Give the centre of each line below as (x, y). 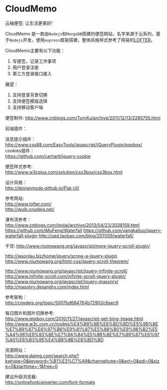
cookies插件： (20, 151)
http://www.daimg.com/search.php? (42, 356)
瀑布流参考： (18, 219)
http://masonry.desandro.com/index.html (47, 287)
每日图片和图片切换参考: (30, 313)
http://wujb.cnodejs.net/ (30, 209)
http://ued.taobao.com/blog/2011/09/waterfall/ (86, 235)
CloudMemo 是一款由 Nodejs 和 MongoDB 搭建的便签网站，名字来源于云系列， (81, 33)
